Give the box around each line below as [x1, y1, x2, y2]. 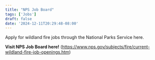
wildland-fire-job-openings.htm [5, 49, 69, 55]
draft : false [5, 16, 32, 21]
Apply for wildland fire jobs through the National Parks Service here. [5, 34, 145, 40]
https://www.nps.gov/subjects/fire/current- [61, 44, 150, 50]
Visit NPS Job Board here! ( [5, 44, 62, 50]
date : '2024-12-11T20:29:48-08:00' [5, 21, 79, 26]
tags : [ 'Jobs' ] [5, 12, 37, 17]
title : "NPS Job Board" [5, 7, 54, 12]
